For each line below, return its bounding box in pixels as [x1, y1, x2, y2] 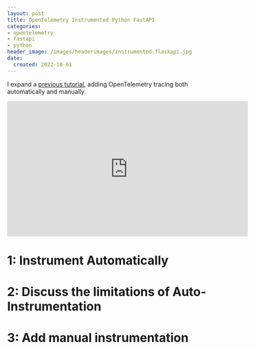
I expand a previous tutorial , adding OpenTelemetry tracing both [7, 80, 188, 88]
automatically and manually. [7, 87, 87, 95]
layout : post [7, 10, 45, 17]
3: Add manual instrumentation [7, 330, 189, 346]
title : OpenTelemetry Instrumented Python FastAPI [7, 16, 155, 23]
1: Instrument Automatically [7, 252, 169, 268]
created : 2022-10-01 [13, 61, 72, 68]
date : [7, 55, 23, 62]
